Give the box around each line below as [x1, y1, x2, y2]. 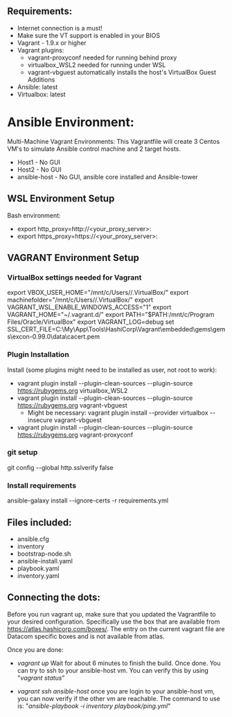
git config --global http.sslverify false [7, 463, 114, 471]
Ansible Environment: [7, 114, 135, 130]
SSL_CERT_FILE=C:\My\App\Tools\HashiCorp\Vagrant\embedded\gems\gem [7, 325, 226, 334]
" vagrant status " [17, 673, 65, 682]
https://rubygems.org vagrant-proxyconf [17, 430, 134, 439]
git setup [7, 448, 38, 457]
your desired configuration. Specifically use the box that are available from [7, 617, 220, 626]
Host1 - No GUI [17, 158, 61, 166]
